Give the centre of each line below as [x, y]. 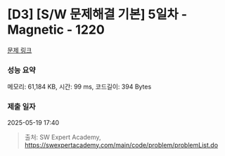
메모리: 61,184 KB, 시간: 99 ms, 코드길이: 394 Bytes [79, 87]
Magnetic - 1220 [56, 30]
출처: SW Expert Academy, [63, 137]
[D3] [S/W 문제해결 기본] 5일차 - [97, 14]
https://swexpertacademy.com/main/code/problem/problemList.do [121, 145]
